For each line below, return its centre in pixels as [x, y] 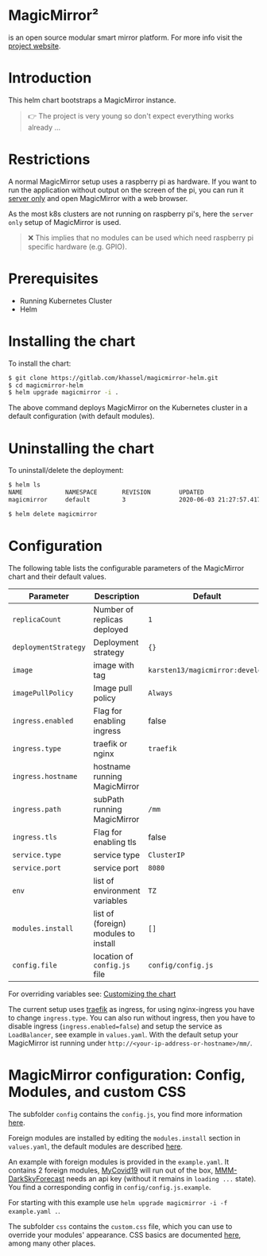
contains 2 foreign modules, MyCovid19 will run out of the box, [111, 1170]
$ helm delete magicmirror [53, 514]
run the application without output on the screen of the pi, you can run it [126, 190]
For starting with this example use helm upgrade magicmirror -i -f [118, 1202]
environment [117, 890]
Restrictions [49, 159]
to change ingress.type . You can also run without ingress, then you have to [132, 1018]
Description [117, 596]
